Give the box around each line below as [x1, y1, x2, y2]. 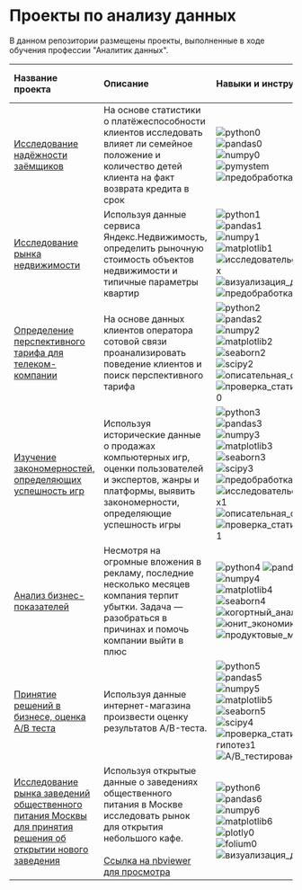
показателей [13, 600, 70, 612]
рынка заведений [13, 787, 91, 799]
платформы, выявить [102, 485, 196, 497]
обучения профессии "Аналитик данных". [9, 44, 169, 55]
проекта [13, 83, 51, 95]
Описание [102, 77, 150, 90]
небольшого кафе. [102, 832, 184, 844]
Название [13, 71, 58, 84]
